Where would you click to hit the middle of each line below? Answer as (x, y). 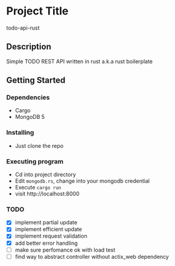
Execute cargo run (38, 188)
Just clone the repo (39, 145)
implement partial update (46, 223)
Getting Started (36, 81)
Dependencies (28, 98)
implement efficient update (49, 229)
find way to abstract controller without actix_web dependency (92, 256)
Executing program (35, 161)
